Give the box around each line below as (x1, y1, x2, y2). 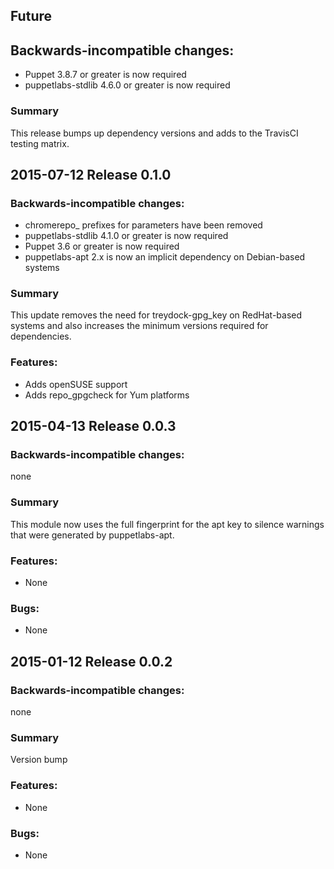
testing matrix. (10, 137, 70, 149)
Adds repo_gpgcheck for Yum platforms (24, 389, 190, 401)
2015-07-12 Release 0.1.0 (10, 166, 172, 183)
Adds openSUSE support (24, 378, 128, 390)
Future (10, 8, 53, 25)
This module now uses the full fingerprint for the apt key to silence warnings (10, 518, 325, 530)
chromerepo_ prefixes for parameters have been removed (24, 219, 263, 231)
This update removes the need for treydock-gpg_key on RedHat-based (10, 309, 303, 321)
